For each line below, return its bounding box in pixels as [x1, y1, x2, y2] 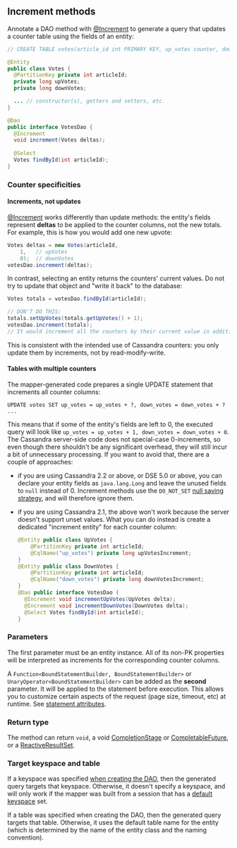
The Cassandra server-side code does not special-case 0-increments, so [7, 435, 221, 444]
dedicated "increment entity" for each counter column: [17, 523, 177, 532]
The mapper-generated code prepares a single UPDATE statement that [7, 380, 214, 389]
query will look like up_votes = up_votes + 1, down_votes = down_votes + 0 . [7, 428, 229, 436]
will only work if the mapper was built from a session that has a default [7, 789, 213, 798]
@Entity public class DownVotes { [17, 563, 119, 570]
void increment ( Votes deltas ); [13, 137, 106, 144]
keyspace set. [7, 797, 48, 806]
